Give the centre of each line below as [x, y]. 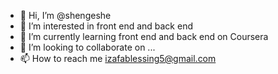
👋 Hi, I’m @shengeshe [65, 15]
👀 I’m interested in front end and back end [106, 26]
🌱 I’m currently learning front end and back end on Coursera [144, 36]
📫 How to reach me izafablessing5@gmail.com [118, 58]
